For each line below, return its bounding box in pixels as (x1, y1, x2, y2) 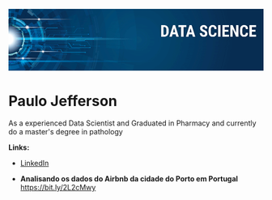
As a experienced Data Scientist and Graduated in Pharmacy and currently (8, 118, 257, 128)
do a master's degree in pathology (8, 127, 123, 137)
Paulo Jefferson (8, 91, 117, 110)
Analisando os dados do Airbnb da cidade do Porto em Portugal (19, 174, 239, 184)
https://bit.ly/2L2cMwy (19, 183, 96, 193)
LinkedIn (19, 159, 49, 168)
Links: (8, 143, 30, 152)
